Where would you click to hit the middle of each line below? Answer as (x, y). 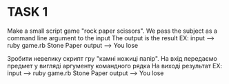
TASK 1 (28, 12)
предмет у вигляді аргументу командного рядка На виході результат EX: (115, 66)
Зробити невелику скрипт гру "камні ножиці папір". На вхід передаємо (112, 58)
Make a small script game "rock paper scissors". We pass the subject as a (112, 31)
